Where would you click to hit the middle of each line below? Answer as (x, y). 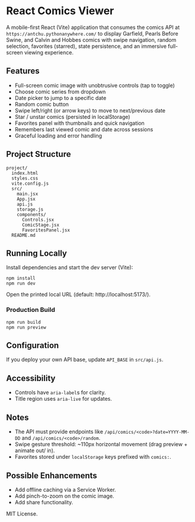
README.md (23, 235)
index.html (25, 173)
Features (23, 71)
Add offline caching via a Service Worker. (65, 489)
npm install (21, 278)
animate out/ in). (35, 450)
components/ (31, 214)
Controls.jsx (38, 220)
